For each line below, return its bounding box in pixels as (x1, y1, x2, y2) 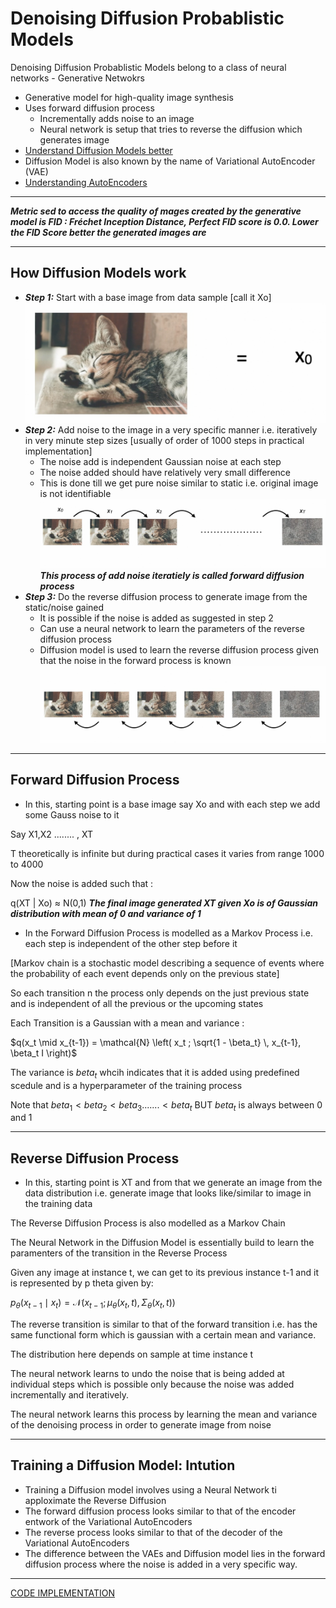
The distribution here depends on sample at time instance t (10, 1348, 254, 1360)
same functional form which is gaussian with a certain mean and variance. (10, 1328, 317, 1341)
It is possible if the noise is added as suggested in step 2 (39, 612, 274, 624)
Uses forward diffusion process (24, 102, 155, 114)
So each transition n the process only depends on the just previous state (10, 987, 310, 999)
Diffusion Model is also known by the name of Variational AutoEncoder (24, 155, 316, 167)
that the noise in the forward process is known (39, 654, 232, 666)
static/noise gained (24, 601, 105, 613)
